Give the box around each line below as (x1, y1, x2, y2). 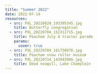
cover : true (18, 43, 43, 48)
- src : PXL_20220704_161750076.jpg (9, 48, 82, 53)
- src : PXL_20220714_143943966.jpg (9, 57, 82, 62)
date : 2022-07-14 (5, 12, 41, 17)
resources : (5, 16, 27, 21)
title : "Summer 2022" (5, 7, 49, 12)
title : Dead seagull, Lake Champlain (14, 61, 91, 66)
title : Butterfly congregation (14, 25, 78, 30)
